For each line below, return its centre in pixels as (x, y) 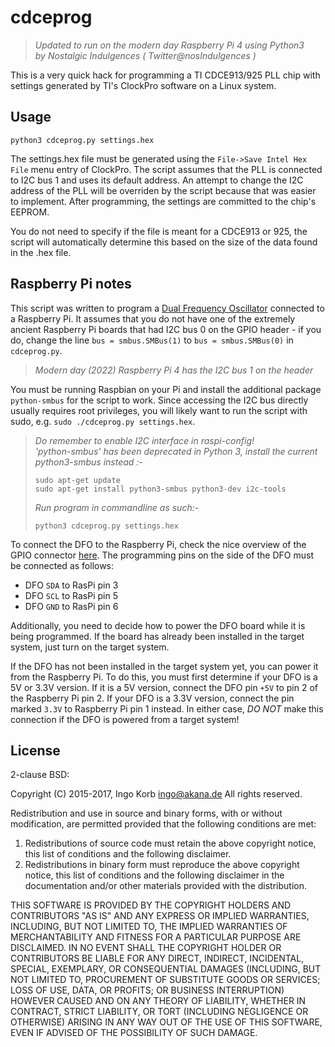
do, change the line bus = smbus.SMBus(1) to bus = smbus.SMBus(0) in (152, 340)
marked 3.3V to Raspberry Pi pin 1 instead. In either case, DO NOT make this (167, 708)
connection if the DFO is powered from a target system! (125, 719)
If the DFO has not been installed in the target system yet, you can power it (164, 666)
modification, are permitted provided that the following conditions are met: (163, 824)
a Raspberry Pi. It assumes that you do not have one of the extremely (153, 318)
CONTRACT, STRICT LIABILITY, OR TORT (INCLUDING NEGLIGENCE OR (159, 1012)
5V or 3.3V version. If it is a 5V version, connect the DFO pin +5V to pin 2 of (164, 687)
